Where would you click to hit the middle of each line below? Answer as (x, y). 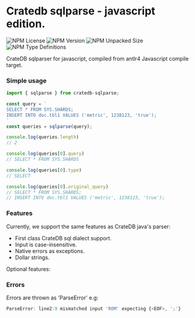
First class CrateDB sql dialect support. (63, 238)
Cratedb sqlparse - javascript (81, 11)
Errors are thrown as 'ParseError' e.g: (52, 298)
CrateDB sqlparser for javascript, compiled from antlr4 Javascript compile (97, 58)
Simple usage (26, 81)
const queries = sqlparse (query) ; (49, 126)
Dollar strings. (32, 257)
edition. (26, 24)
